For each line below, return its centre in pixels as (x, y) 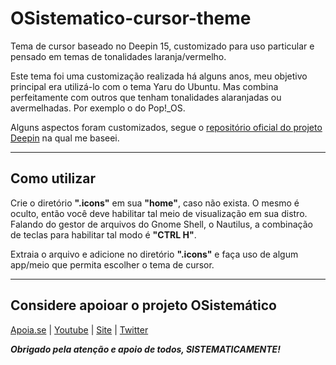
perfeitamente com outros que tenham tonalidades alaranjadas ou (146, 97)
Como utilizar (53, 178)
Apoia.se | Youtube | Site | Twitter (79, 329)
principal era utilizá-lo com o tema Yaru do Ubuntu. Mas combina (144, 86)
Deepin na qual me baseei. (65, 138)
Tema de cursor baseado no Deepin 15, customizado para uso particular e (162, 46)
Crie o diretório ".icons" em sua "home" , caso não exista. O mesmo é (155, 203)
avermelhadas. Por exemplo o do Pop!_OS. (98, 108)
